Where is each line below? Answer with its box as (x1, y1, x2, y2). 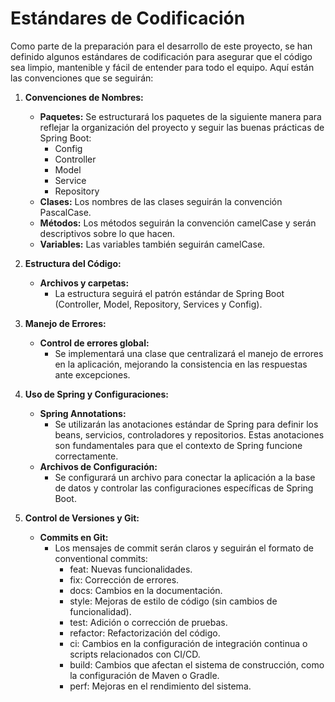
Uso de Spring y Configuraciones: (24, 388, 169, 400)
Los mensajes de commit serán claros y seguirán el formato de (54, 542, 314, 554)
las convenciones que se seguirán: (10, 72, 154, 84)
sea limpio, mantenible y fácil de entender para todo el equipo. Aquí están (10, 61, 315, 73)
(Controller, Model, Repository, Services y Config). (54, 298, 263, 310)
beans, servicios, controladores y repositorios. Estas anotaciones (54, 428, 325, 441)
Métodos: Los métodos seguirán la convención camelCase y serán (39, 217, 317, 229)
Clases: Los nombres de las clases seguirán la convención (39, 195, 283, 207)
